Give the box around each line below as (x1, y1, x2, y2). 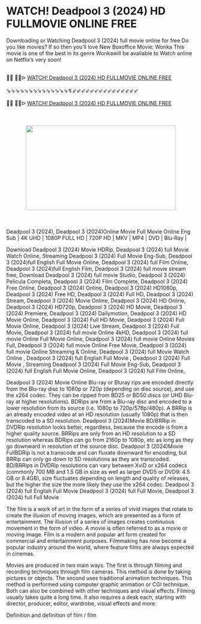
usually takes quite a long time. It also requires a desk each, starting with (6, 593, 186, 601)
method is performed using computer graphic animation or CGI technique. (6, 581, 190, 588)
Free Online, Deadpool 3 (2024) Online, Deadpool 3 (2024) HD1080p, (6, 284, 178, 291)
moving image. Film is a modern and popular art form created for (6, 530, 166, 538)
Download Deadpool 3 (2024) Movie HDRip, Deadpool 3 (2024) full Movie (6, 246, 189, 253)
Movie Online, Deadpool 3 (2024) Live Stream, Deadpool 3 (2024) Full (6, 323, 180, 330)
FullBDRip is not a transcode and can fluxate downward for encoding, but (6, 449, 187, 456)
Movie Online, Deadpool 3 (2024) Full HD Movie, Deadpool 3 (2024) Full (6, 316, 185, 323)
